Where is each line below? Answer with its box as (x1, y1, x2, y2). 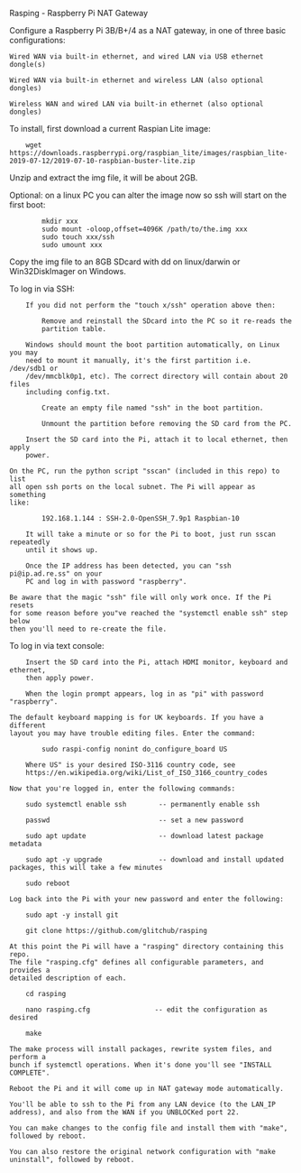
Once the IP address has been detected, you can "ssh (25, 561, 232, 570)
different (9, 721, 47, 730)
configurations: (9, 35, 66, 45)
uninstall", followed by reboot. (9, 1155, 135, 1164)
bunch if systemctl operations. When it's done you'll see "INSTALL (9, 1060, 272, 1069)
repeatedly (9, 538, 50, 547)
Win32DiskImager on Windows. (9, 266, 126, 276)
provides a (9, 965, 50, 974)
